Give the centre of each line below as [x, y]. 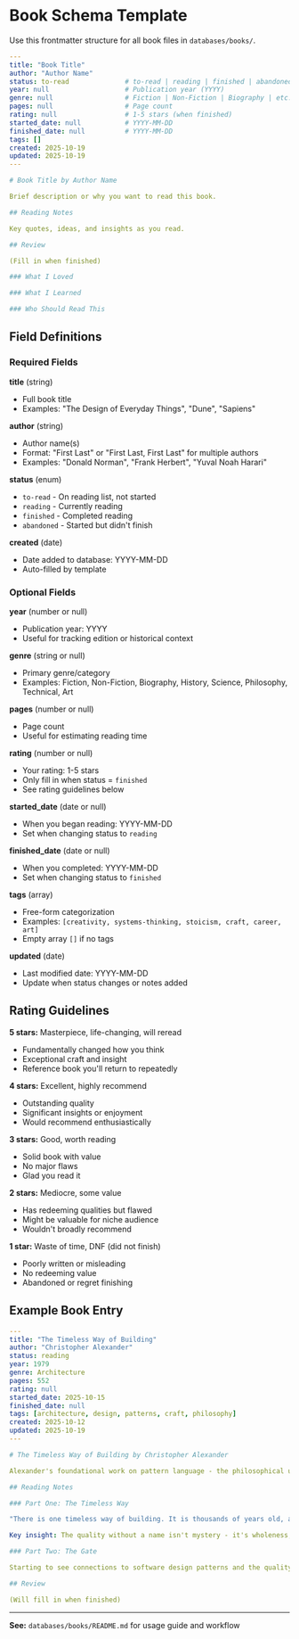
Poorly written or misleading [74, 1264]
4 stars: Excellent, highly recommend [78, 1085]
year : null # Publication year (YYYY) [117, 90]
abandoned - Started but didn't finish [87, 525]
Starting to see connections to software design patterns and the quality [151, 1568]
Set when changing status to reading [89, 834]
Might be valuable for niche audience [90, 1219]
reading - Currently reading [72, 506]
